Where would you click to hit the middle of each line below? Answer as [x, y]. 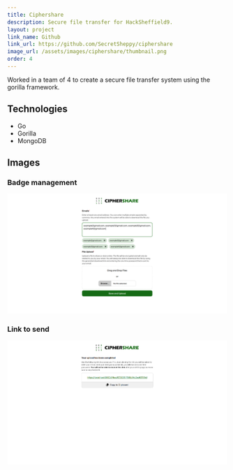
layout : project [31, 29]
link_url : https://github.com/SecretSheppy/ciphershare [90, 44]
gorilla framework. [33, 87]
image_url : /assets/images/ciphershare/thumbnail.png [87, 52]
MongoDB [32, 140]
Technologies [38, 109]
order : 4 [20, 59]
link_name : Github [34, 37]
